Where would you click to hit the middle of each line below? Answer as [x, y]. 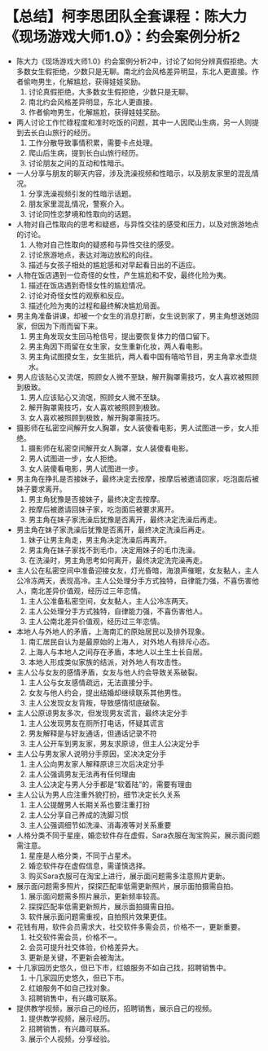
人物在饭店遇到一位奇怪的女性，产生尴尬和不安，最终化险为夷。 [123, 275]
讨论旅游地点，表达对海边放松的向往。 [92, 254]
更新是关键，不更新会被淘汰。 [78, 957]
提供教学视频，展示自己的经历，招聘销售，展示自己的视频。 [116, 1008]
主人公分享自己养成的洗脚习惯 [78, 815]
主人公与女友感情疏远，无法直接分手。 [92, 682]
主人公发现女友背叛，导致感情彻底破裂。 [96, 702]
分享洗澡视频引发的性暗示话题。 [82, 193]
